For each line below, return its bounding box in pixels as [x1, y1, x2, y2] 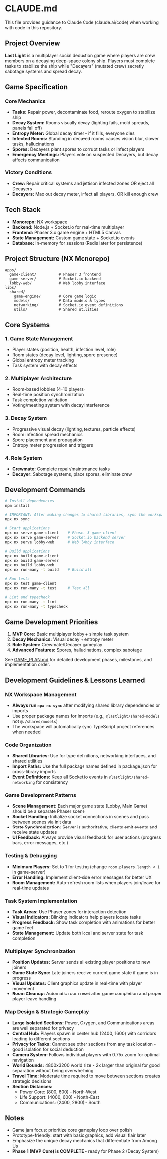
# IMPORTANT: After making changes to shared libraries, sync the [5, 512, 146, 517]
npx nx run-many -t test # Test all [5, 585, 90, 591]
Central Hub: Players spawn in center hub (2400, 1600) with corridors [12, 1030, 157, 1036]
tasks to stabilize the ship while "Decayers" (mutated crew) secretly [5, 63, 144, 69]
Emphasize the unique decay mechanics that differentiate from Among [12, 1138, 157, 1144]
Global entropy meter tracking [12, 357, 74, 363]
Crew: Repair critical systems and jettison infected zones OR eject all [12, 180, 154, 186]
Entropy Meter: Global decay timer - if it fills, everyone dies [12, 130, 135, 136]
